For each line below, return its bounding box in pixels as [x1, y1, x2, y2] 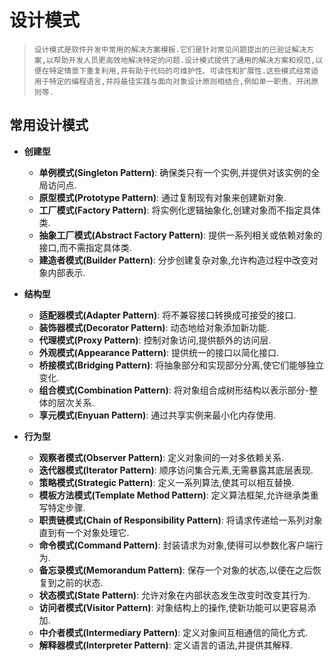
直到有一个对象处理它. [38, 526, 130, 538]
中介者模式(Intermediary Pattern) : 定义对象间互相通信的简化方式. [38, 626, 309, 638]
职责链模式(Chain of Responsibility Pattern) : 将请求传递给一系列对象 [38, 514, 323, 526]
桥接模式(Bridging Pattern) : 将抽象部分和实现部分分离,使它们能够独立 [38, 359, 325, 371]
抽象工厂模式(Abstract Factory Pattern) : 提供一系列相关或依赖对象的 [38, 229, 323, 241]
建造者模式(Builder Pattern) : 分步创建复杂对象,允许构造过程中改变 [38, 254, 310, 266]
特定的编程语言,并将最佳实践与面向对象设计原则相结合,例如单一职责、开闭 [48, 76, 312, 86]
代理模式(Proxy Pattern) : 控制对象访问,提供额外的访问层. [38, 334, 272, 346]
